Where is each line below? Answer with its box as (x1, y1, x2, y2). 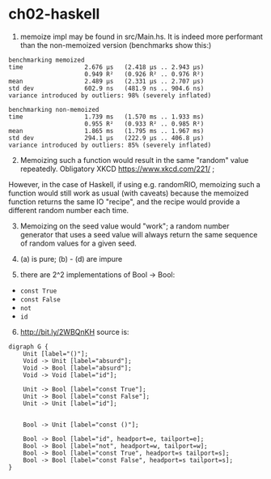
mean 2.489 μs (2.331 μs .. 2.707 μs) (8, 77, 205, 85)
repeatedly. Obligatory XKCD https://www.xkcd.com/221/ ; (19, 164, 215, 173)
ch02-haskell (8, 5, 100, 24)
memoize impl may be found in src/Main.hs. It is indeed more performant (19, 32, 263, 41)
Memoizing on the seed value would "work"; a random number (19, 220, 230, 231)
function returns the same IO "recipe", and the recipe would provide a (8, 196, 240, 207)
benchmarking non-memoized (8, 105, 100, 113)
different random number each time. (8, 205, 129, 215)
